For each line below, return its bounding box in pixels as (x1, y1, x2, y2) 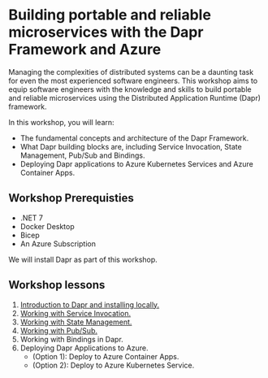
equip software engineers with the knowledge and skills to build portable (8, 84, 252, 94)
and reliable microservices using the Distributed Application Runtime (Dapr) (8, 93, 262, 102)
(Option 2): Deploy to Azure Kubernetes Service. (32, 360, 195, 370)
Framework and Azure (8, 41, 162, 59)
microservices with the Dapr (8, 23, 204, 41)
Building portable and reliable (8, 6, 211, 24)
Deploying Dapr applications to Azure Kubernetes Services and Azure (19, 159, 253, 168)
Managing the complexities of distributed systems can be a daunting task (8, 67, 254, 76)
